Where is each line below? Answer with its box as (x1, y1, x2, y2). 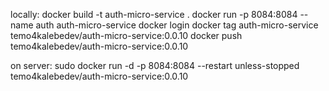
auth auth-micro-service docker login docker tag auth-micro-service (35, 19, 319, 31)
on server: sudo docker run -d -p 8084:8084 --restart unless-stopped (10, 60, 300, 71)
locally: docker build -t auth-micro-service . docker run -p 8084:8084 (10, 9, 298, 20)
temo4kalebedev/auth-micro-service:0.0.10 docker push (10, 30, 243, 41)
